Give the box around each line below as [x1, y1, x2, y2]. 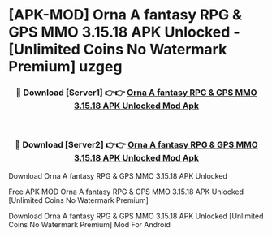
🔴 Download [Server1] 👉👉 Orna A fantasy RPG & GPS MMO [15, 87, 257, 98]
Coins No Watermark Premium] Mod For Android [8, 219, 171, 229]
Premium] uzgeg [8, 58, 123, 76]
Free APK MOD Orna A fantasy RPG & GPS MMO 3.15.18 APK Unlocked [8, 187, 244, 196]
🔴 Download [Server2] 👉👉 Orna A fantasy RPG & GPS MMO [15, 140, 258, 151]
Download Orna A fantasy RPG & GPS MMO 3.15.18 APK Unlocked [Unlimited [8, 211, 264, 221]
